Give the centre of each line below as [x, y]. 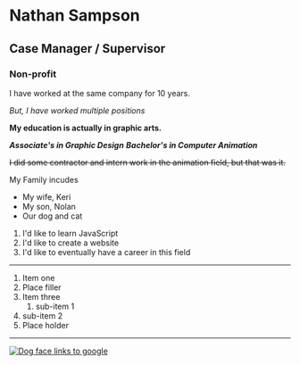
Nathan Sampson [75, 16]
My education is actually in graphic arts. [86, 128]
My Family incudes [44, 179]
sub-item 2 [42, 315]
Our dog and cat [52, 216]
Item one [38, 278]
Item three [41, 296]
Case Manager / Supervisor [87, 49]
